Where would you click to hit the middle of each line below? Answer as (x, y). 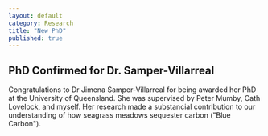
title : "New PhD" (37, 30)
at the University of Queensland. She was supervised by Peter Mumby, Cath (134, 98)
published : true (35, 38)
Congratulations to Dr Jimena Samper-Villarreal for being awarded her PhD (132, 90)
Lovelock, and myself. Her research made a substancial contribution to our (132, 107)
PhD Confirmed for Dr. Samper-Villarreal (111, 70)
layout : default (35, 16)
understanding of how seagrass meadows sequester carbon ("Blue (120, 115)
